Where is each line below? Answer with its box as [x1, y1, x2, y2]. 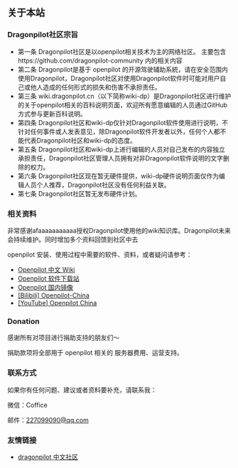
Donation [7, 316, 40, 326]
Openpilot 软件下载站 [17, 274, 80, 283]
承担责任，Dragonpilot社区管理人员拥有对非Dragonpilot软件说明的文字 [17, 153, 224, 162]
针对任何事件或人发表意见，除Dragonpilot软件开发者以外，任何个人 [17, 127, 215, 136]
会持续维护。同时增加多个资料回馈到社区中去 [7, 235, 139, 244]
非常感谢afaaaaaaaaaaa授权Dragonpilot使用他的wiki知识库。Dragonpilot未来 [7, 226, 231, 234]
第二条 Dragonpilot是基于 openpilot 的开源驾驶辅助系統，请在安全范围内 [17, 65, 229, 73]
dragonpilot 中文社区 [17, 452, 79, 461]
